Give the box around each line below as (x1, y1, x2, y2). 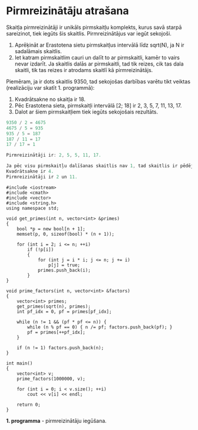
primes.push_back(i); (37, 267, 91, 273)
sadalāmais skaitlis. (14, 47, 62, 54)
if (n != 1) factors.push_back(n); (16, 344, 104, 351)
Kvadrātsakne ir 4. (6, 168, 54, 175)
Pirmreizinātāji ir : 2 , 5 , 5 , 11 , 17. (6, 152, 101, 158)
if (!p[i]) (27, 246, 54, 252)
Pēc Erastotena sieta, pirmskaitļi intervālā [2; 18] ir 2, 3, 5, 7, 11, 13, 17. (14, 102, 182, 109)
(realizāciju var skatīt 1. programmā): (6, 84, 95, 91)
